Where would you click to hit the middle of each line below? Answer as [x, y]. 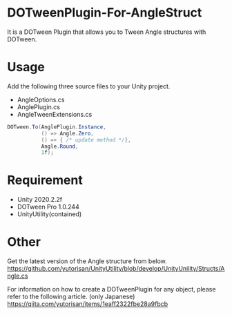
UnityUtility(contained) [49, 214]
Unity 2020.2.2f [40, 200]
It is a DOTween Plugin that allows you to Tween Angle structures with [107, 32]
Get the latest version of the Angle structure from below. [87, 261]
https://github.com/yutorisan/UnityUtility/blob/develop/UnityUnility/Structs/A [116, 269]
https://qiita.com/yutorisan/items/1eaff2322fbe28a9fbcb [88, 304]
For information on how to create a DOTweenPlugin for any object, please [112, 289]
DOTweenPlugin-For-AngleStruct [105, 13]
